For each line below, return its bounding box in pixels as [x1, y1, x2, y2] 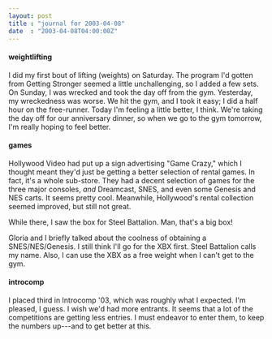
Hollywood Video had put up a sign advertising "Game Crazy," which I [8, 158, 242, 168]
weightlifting [8, 52, 53, 62]
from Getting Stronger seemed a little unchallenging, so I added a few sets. [8, 79, 259, 88]
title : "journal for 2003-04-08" [8, 19, 126, 28]
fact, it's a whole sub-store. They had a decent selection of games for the [8, 175, 255, 185]
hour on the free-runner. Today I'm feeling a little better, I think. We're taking [8, 105, 263, 114]
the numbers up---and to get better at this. [8, 321, 152, 331]
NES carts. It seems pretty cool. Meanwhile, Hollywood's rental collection [8, 192, 254, 203]
